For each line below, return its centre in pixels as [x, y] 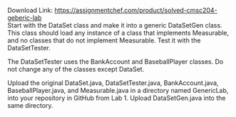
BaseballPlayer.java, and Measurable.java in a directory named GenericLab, [118, 90]
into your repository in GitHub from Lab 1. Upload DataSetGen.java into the [117, 98]
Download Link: [30, 10]
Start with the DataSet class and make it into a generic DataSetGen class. [115, 25]
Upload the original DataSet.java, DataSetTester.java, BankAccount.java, [113, 83]
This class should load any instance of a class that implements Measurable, [118, 33]
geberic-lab [25, 18]
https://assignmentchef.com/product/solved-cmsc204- [136, 10]
